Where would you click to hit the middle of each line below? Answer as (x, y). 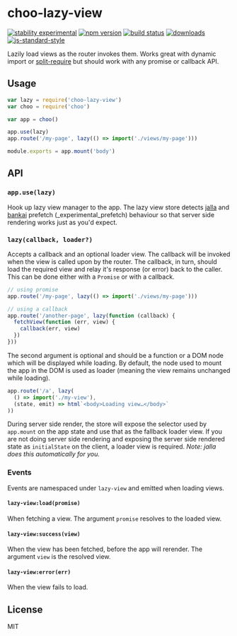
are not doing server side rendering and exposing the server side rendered (116, 439)
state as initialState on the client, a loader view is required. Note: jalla (112, 446)
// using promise (33, 289)
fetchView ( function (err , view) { (64, 322)
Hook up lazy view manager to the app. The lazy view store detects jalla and (118, 207)
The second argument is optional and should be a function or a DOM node (116, 355)
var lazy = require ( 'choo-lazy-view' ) (64, 100)
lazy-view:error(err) (39, 572)
